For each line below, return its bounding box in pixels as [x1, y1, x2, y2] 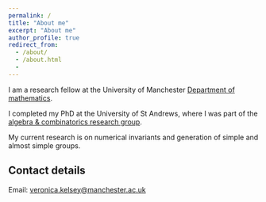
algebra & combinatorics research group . [8, 116, 143, 127]
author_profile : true [8, 33, 80, 42]
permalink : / [8, 11, 52, 20]
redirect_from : [8, 41, 59, 49]
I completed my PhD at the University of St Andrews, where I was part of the [8, 109, 258, 118]
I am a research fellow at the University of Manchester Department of [8, 85, 236, 94]
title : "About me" [8, 19, 69, 27]
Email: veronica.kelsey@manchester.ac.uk [8, 185, 146, 194]
